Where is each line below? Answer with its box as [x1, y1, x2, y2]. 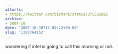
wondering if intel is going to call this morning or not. [5, 44, 114, 49]
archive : [5, 16, 23, 21]
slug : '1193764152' [5, 30, 46, 35]
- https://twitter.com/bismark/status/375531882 [5, 12, 108, 17]
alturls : [5, 7, 23, 12]
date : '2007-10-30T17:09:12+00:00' [5, 26, 79, 30]
